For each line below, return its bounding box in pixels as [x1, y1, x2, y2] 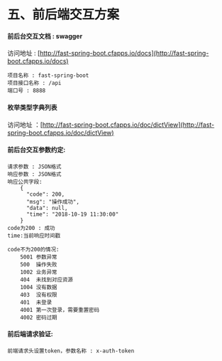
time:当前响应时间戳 [7, 232, 61, 239]
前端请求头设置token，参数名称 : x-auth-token [7, 347, 135, 355]
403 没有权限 [20, 291, 57, 298]
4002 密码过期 [20, 314, 57, 321]
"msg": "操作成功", [26, 198, 80, 205]
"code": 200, [26, 190, 65, 198]
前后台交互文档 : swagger [7, 31, 83, 40]
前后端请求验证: [7, 330, 53, 338]
